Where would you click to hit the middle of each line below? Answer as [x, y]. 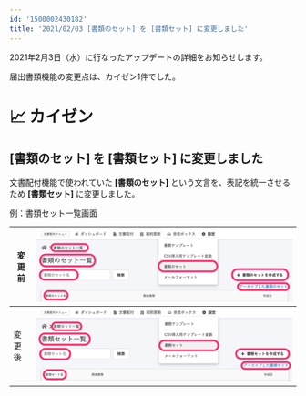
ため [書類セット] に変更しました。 [75, 193]
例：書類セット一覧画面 [53, 213]
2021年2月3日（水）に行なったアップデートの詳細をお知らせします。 [139, 57]
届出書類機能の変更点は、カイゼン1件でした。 [95, 76]
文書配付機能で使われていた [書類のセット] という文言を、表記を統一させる [150, 182]
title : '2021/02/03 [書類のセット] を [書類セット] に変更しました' [129, 29]
